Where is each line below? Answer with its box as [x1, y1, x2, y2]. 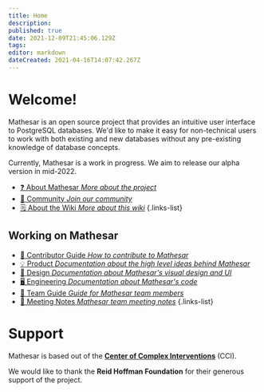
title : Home [8, 11, 48, 20]
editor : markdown [8, 49, 66, 57]
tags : [8, 42, 26, 49]
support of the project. [8, 374, 82, 384]
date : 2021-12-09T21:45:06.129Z [8, 34, 116, 42]
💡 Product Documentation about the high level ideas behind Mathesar [19, 259, 250, 268]
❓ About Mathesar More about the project [19, 182, 157, 192]
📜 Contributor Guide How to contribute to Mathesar [19, 250, 189, 259]
